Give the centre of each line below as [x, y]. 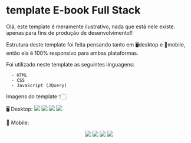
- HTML [19, 75]
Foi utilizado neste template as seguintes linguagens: [70, 64]
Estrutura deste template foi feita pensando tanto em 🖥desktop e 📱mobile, [96, 44]
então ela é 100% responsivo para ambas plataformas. [72, 53]
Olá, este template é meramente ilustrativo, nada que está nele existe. [91, 26]
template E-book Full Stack [73, 10]
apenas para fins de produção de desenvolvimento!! [70, 32]
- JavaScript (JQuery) [39, 85]
